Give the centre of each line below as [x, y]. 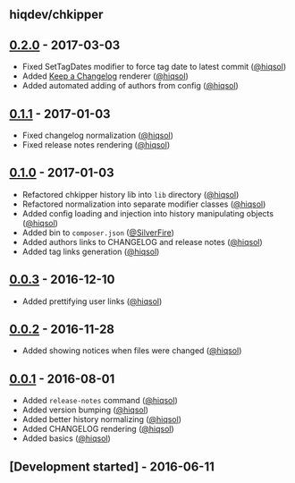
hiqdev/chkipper [56, 15]
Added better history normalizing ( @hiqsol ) [101, 419]
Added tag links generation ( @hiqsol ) [91, 251]
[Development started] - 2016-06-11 [112, 466]
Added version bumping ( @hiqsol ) [85, 410]
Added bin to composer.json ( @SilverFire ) [98, 233]
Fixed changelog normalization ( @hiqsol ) [98, 136]
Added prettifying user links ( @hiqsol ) [92, 301]
